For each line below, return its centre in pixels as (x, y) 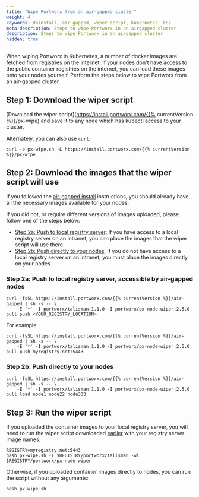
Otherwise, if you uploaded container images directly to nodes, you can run (99, 472)
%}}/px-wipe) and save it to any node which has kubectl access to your (94, 121)
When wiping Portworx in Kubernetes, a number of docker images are (92, 56)
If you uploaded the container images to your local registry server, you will (97, 427)
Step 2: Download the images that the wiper (89, 173)
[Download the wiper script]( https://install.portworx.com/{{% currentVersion (100, 114)
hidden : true (22, 39)
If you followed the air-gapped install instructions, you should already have (97, 196)
